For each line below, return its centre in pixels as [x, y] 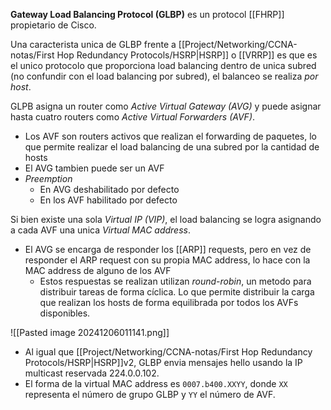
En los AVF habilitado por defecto [108, 200]
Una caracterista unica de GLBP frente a [93, 44]
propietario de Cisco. [53, 25]
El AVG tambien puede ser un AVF [94, 168]
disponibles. [65, 313]
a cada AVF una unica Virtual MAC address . [100, 230]
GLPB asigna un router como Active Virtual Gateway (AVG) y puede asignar [166, 106]
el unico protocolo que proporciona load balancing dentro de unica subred [163, 65]
